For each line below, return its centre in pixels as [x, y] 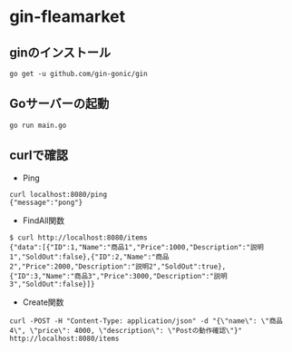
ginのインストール [60, 52]
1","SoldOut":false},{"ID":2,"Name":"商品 [89, 257]
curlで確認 [39, 156]
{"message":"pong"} [46, 202]
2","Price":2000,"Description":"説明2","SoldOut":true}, [118, 266]
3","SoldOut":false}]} [52, 284]
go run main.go [38, 125]
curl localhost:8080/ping [58, 194]
